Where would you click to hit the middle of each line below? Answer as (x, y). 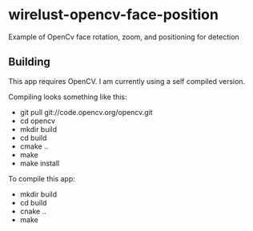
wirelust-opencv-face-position (113, 15)
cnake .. (33, 211)
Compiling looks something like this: (68, 97)
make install (40, 163)
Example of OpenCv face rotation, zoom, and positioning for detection (124, 37)
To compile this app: (42, 178)
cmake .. (34, 146)
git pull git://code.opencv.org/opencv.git (86, 112)
